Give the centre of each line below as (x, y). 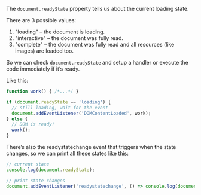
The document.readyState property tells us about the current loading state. (98, 9)
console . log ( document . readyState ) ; (51, 170)
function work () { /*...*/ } (42, 92)
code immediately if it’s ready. (43, 69)
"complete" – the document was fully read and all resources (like (95, 45)
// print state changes (36, 181)
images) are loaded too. (44, 51)
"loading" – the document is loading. (60, 32)
